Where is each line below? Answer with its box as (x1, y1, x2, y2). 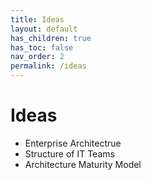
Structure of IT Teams (24, 147, 115, 160)
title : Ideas (10, 14, 65, 25)
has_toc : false (10, 42, 74, 53)
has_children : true (10, 33, 92, 43)
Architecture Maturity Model (24, 158, 142, 170)
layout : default (10, 24, 78, 34)
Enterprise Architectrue (24, 137, 122, 149)
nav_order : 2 (10, 52, 65, 62)
